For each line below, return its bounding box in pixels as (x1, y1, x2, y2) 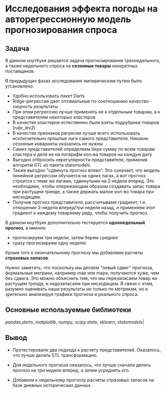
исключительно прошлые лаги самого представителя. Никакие (12, 136, 148, 141)
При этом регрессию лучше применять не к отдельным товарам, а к (12, 109, 160, 115)
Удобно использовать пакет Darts (12, 93, 85, 99)
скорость (12, 104, 32, 109)
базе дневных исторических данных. (12, 382, 92, 388)
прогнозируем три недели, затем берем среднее (12, 235, 118, 240)
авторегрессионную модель (5, 14, 131, 25)
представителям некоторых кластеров (12, 114, 96, 120)
